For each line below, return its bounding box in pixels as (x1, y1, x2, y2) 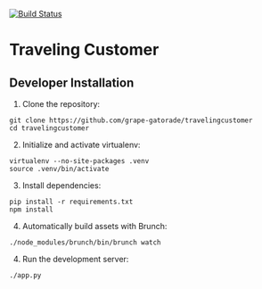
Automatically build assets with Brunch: (21, 221, 168, 231)
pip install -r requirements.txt (9, 197, 134, 206)
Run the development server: (21, 254, 129, 264)
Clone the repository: (21, 99, 101, 109)
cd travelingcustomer (9, 124, 90, 133)
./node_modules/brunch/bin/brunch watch (9, 238, 162, 247)
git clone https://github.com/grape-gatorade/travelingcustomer (9, 116, 253, 125)
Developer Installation (9, 75, 135, 90)
